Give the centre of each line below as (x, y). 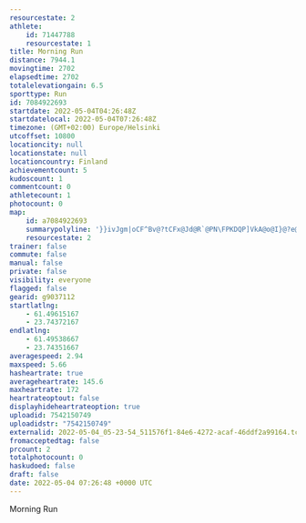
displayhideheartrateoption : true (75, 407)
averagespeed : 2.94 (46, 356)
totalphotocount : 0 (46, 458)
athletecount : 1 (40, 196)
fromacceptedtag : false (55, 441)
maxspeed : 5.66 (38, 365)
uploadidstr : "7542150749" (61, 424)
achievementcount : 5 (49, 170)
